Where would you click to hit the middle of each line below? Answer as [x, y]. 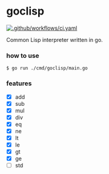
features [19, 83]
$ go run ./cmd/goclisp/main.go [47, 68]
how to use [23, 55]
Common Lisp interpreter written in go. [54, 40]
